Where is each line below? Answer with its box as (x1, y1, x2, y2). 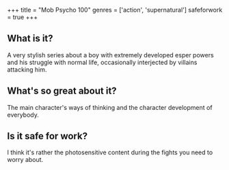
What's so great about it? (7, 85, 118, 97)
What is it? (7, 33, 53, 44)
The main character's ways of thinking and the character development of (7, 103, 213, 111)
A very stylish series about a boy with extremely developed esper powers (7, 51, 214, 59)
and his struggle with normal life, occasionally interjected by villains (7, 58, 198, 66)
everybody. (7, 111, 39, 119)
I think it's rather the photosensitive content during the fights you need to (7, 148, 213, 156)
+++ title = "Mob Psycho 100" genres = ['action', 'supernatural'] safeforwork (7, 6, 223, 14)
